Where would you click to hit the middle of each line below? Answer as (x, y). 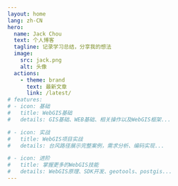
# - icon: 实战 (29, 132)
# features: (25, 100)
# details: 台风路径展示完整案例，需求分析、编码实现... (86, 146)
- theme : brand (43, 80)
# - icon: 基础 (29, 106)
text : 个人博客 (34, 40)
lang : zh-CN (25, 21)
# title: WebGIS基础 (40, 113)
